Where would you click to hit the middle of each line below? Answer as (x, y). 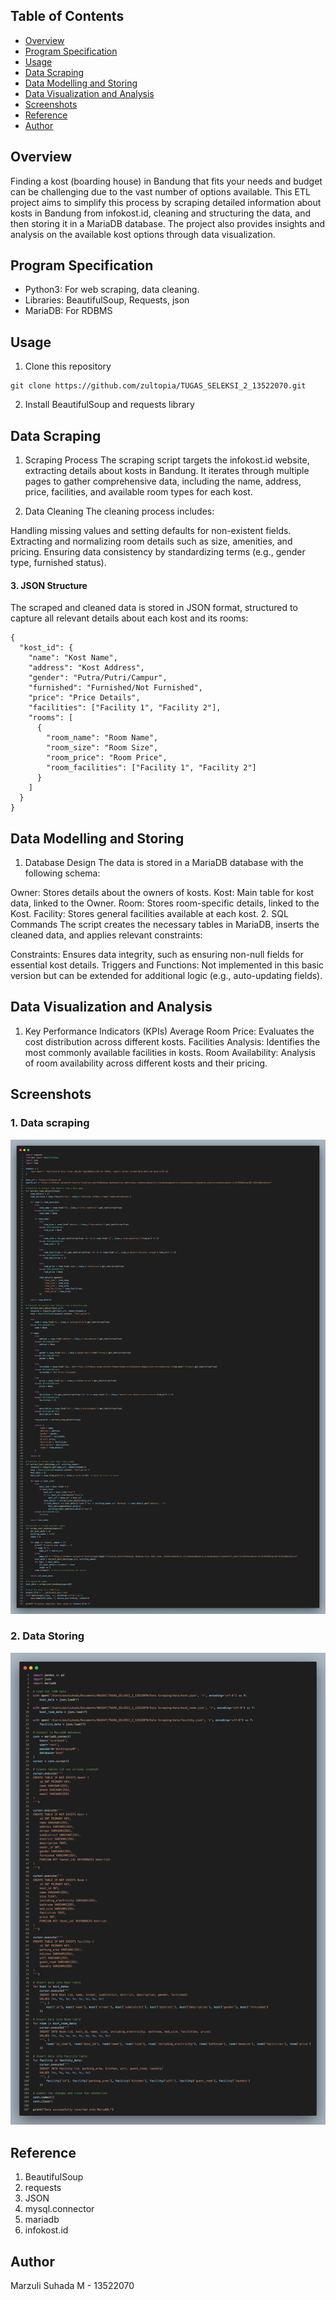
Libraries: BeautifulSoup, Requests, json (107, 300)
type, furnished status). (58, 563)
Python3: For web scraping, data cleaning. (112, 290)
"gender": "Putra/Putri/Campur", (98, 678)
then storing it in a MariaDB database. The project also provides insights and (168, 223)
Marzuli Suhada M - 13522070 (72, 2286)
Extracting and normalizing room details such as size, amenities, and (151, 541)
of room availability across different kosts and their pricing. (146, 1063)
